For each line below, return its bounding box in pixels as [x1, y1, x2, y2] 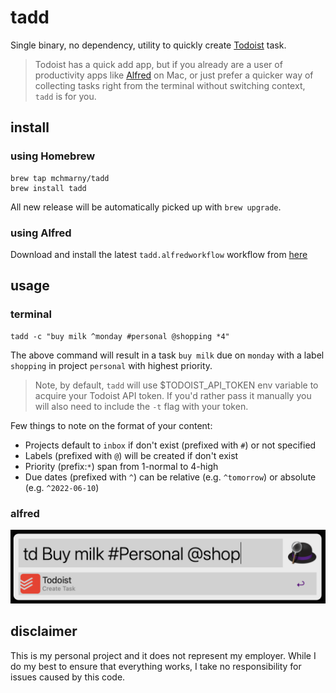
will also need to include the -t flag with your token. [34, 400, 249, 412]
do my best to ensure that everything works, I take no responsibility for [10, 660, 302, 672]
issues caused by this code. [10, 671, 126, 683]
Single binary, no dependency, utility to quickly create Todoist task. [10, 39, 287, 51]
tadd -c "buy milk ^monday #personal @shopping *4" [10, 331, 230, 341]
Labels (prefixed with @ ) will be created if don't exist [24, 449, 239, 461]
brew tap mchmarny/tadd [10, 173, 110, 183]
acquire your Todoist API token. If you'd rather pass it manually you [34, 389, 312, 401]
